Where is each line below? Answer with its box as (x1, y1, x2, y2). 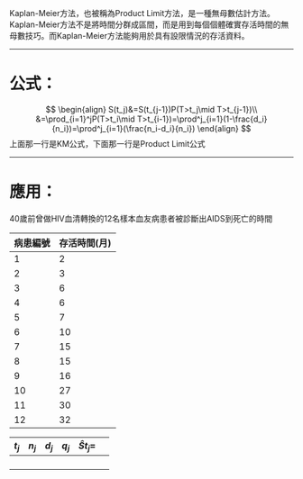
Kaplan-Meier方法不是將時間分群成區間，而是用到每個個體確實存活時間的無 (9, 19, 289, 30)
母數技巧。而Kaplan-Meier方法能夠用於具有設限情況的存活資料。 (9, 31, 250, 41)
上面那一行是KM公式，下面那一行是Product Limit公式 (9, 138, 206, 149)
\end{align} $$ (197, 122, 252, 133)
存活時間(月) (59, 237, 112, 249)
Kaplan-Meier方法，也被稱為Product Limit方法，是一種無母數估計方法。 (9, 8, 275, 18)
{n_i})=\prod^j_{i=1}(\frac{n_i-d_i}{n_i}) (51, 122, 196, 133)
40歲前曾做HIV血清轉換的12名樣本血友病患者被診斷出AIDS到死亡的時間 (9, 212, 273, 223)
